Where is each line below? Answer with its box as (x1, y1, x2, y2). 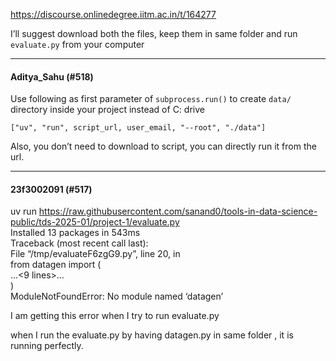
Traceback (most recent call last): (10, 237, 149, 249)
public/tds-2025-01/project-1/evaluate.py (10, 216, 180, 228)
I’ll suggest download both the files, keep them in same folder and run (10, 28, 298, 39)
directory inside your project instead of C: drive (10, 104, 205, 116)
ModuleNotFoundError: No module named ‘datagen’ (10, 290, 224, 303)
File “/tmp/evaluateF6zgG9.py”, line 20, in (10, 248, 181, 260)
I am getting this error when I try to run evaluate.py (10, 310, 220, 322)
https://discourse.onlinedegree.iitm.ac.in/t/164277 (10, 9, 217, 20)
